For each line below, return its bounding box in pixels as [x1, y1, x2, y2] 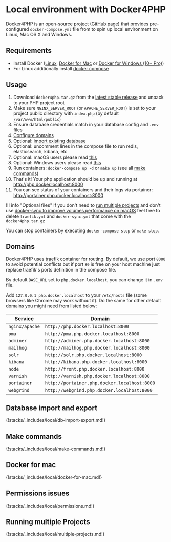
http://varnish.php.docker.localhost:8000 [45, 373, 150, 379]
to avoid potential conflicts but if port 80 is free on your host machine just [6, 261, 160, 267]
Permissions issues [6, 489, 70, 498]
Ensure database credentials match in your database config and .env [13, 121, 159, 127]
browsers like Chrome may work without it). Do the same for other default [6, 298, 161, 304]
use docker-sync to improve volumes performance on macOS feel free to [6, 207, 160, 214]
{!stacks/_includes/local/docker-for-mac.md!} [6, 474, 102, 480]
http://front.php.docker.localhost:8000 [45, 366, 145, 372]
